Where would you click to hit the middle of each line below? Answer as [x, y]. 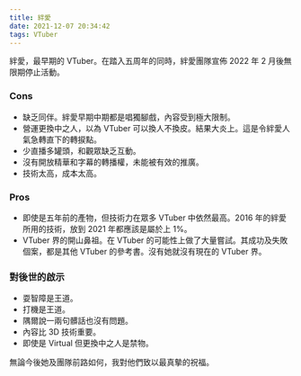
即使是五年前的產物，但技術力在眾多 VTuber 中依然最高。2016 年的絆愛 [155, 218]
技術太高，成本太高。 [62, 173]
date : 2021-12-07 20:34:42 [60, 26]
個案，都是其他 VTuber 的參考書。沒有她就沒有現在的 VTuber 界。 [144, 251]
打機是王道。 [46, 309]
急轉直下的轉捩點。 [66, 139]
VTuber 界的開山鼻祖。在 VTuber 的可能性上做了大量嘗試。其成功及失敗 [155, 240]
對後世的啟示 [37, 277]
